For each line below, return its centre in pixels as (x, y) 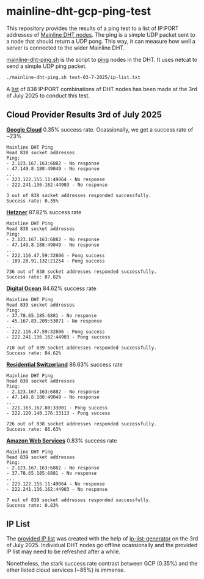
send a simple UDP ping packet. (47, 66)
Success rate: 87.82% (34, 277)
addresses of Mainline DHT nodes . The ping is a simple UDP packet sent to (101, 34)
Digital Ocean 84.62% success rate (51, 288)
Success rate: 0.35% (33, 201)
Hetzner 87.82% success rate (44, 212)
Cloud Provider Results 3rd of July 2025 (84, 115)
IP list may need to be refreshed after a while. (64, 551)
